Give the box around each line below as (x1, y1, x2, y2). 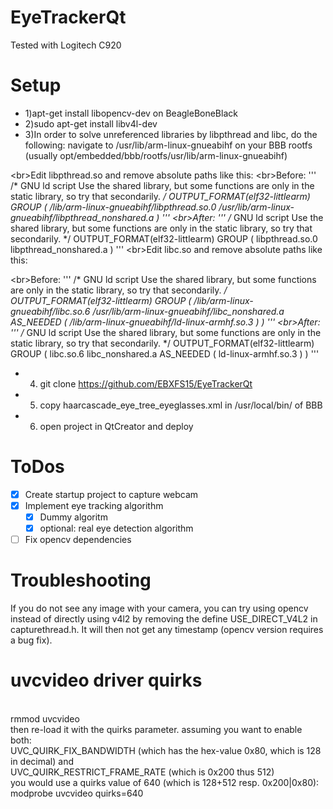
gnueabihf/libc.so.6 (10, 305, 91, 317)
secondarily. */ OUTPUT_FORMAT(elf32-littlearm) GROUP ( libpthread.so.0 (10, 232, 318, 245)
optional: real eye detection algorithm (39, 522, 194, 534)
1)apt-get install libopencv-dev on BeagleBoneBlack (24, 107, 238, 119)
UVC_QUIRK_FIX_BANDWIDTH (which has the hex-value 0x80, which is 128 (10, 745, 322, 756)
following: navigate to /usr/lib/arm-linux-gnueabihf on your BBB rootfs (24, 139, 313, 151)
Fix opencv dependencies (24, 534, 132, 546)
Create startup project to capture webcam (24, 488, 199, 500)
